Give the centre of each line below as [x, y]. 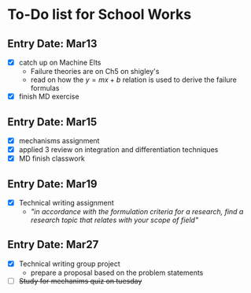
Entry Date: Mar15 [52, 122]
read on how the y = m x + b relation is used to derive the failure [134, 80]
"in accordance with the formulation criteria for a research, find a [137, 211]
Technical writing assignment [66, 202]
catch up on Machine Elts [60, 62]
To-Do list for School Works [100, 15]
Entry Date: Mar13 [52, 44]
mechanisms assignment [59, 140]
